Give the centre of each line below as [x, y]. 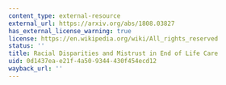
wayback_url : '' [36, 69]
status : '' [27, 46]
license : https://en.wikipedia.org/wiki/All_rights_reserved [113, 38]
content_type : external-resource [65, 16]
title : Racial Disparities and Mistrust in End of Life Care [113, 53]
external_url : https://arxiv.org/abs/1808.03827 [92, 23]
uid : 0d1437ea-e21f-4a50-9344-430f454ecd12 [83, 62]
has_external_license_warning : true [70, 31]
